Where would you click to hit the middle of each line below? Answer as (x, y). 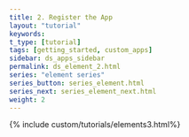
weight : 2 (28, 99)
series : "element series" (57, 75)
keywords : (28, 34)
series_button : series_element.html (77, 83)
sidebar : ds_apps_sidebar (57, 58)
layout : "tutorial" (45, 26)
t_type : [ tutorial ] (45, 42)
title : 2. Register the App (61, 17)
